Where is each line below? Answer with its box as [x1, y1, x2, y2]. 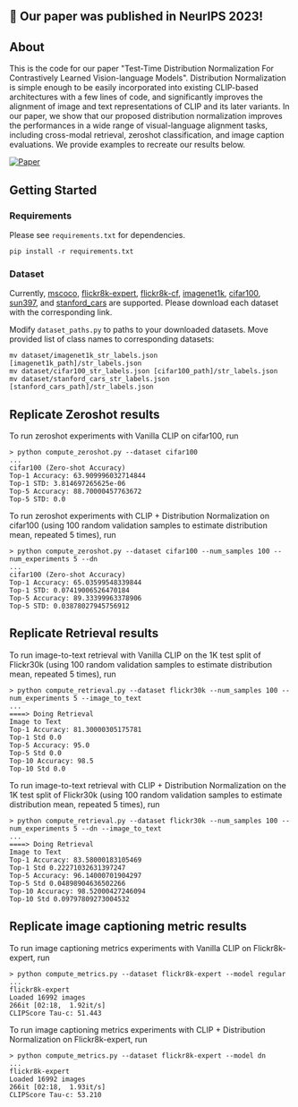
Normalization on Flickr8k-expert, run [9, 1034, 148, 1044]
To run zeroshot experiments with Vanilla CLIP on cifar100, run [9, 430, 239, 441]
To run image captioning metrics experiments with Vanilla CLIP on [9, 942, 252, 953]
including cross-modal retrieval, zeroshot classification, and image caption [9, 130, 285, 141]
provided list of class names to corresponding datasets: [9, 334, 215, 345]
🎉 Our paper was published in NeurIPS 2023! [9, 9, 264, 24]
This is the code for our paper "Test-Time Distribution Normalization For [9, 64, 275, 74]
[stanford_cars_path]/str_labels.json [9, 382, 154, 392]
